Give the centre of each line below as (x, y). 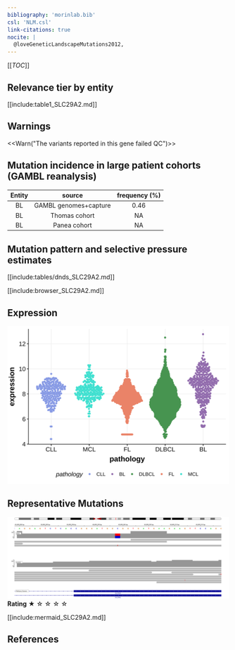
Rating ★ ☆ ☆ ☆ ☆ (38, 604)
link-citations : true (39, 30)
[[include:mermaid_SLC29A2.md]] (57, 617)
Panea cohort (73, 225)
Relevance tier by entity (61, 87)
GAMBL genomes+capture (72, 206)
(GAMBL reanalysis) (52, 177)
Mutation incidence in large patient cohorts (104, 165)
